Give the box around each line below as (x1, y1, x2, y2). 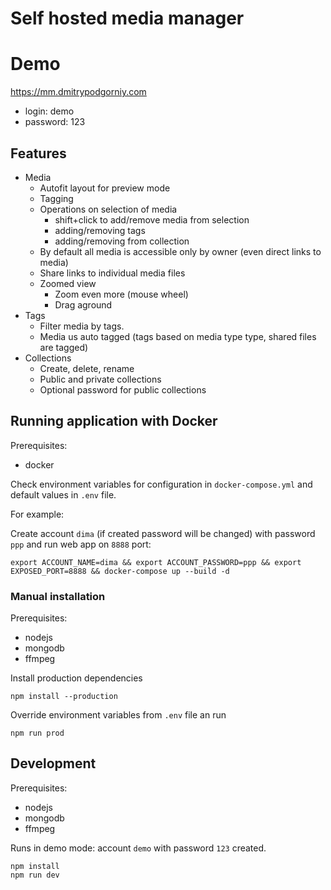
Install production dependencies (10, 672, 143, 684)
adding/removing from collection (54, 235, 190, 247)
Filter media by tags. (39, 320, 125, 332)
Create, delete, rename (39, 362, 135, 374)
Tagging (39, 192, 74, 204)
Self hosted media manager (10, 7, 245, 30)
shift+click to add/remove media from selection (54, 213, 250, 226)
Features (10, 145, 67, 162)
